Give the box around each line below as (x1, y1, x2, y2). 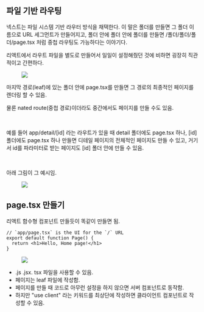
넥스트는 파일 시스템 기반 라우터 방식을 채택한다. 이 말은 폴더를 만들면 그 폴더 (6, 23, 188, 31)
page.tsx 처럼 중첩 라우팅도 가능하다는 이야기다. (13, 38, 128, 46)
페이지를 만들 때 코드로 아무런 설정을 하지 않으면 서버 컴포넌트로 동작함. (15, 283, 185, 291)
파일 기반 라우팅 (6, 5, 62, 16)
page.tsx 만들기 (6, 200, 65, 211)
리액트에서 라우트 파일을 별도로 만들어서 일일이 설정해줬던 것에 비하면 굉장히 (6, 51, 187, 59)
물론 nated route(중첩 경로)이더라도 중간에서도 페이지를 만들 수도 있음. (6, 104, 174, 111)
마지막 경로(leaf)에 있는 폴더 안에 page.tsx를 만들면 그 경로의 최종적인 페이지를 (6, 83, 194, 90)
